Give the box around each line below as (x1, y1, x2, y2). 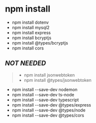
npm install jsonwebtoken (24, 72, 75, 78)
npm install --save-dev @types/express (12, 102, 91, 108)
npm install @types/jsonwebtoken (24, 77, 92, 83)
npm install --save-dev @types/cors (12, 112, 84, 118)
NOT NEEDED (5, 59, 46, 67)
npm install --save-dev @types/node (12, 107, 86, 113)
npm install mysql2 (12, 24, 50, 30)
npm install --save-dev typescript (12, 97, 79, 103)
